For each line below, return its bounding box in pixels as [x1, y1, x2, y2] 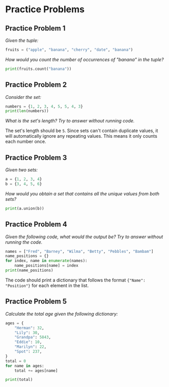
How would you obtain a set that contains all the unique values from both [5, 190, 159, 197]
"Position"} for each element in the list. [5, 282, 89, 289]
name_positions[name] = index [14, 263, 79, 268]
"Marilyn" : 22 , [14, 344, 47, 350]
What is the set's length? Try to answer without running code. [5, 118, 135, 124]
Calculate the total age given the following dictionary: [5, 311, 118, 317]
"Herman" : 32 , [14, 325, 44, 330]
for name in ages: [5, 363, 44, 368]
